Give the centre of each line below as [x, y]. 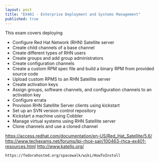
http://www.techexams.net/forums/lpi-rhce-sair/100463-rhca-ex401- [76, 141]
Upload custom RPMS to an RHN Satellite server [61, 79]
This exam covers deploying [34, 33]
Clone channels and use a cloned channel [55, 126]
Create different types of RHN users [49, 53]
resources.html [21, 147]
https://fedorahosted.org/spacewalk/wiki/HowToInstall [63, 156]
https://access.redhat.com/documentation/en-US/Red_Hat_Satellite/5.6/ [79, 136]
